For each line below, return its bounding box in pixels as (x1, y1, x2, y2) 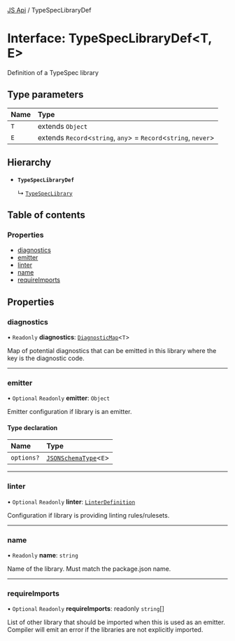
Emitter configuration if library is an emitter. (7, 408, 132, 416)
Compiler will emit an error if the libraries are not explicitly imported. (7, 626, 204, 634)
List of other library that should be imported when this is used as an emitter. (7, 618, 225, 626)
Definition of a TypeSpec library (7, 68, 99, 76)
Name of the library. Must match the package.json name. (7, 565, 171, 573)
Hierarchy (7, 157, 52, 169)
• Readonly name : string (7, 551, 78, 560)
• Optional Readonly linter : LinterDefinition (7, 497, 136, 506)
